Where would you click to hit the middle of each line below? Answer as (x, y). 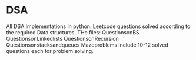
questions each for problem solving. (50, 51)
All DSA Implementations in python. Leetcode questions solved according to (98, 26)
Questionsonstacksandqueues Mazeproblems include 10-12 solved (87, 45)
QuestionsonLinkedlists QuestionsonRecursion (63, 38)
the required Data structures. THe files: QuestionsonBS (73, 32)
